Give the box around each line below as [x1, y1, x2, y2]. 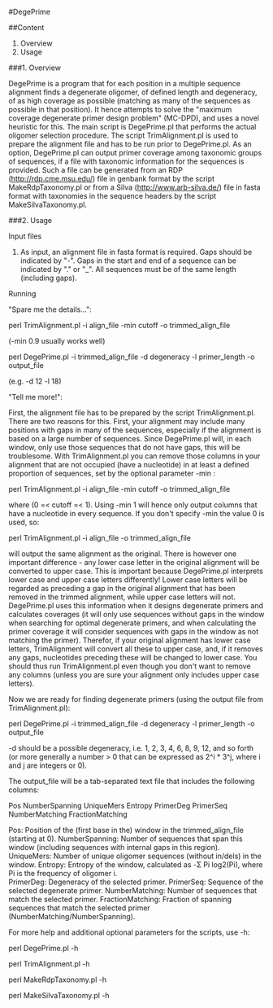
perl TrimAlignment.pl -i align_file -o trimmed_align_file [8, 533, 191, 542]
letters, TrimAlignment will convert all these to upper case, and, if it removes [8, 644, 263, 654]
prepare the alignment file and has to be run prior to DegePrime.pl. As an [8, 139, 252, 149]
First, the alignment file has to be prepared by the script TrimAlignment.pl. [8, 408, 256, 418]
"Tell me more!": [8, 392, 63, 401]
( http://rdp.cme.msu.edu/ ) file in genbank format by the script [8, 174, 215, 183]
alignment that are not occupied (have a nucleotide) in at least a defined [8, 460, 249, 469]
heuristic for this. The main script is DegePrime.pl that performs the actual [8, 122, 257, 131]
